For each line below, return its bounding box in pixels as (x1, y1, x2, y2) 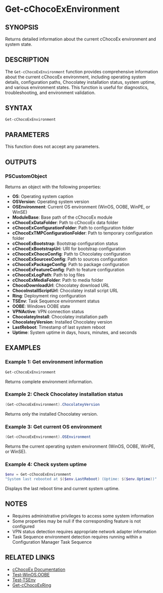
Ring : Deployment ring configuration (12, 293, 86, 298)
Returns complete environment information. (5, 378, 93, 385)
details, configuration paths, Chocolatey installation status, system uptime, (5, 79, 156, 85)
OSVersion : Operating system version (12, 198, 89, 204)
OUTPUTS (5, 158, 37, 166)
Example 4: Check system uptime (5, 461, 87, 467)
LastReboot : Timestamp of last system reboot (12, 324, 106, 330)
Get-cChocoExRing (12, 582, 52, 588)
